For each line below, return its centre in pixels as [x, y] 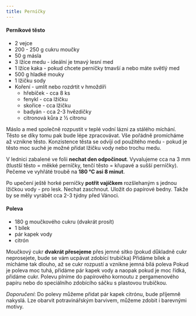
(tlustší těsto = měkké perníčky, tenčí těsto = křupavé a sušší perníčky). [92, 165]
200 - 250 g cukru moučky [47, 49]
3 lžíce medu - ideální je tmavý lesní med [64, 61]
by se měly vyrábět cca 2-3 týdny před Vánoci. [63, 195]
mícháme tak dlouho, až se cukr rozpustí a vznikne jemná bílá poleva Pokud [97, 265]
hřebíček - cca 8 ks [47, 93]
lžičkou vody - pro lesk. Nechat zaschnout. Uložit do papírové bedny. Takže [97, 189]
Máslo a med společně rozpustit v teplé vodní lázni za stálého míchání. [91, 129]
